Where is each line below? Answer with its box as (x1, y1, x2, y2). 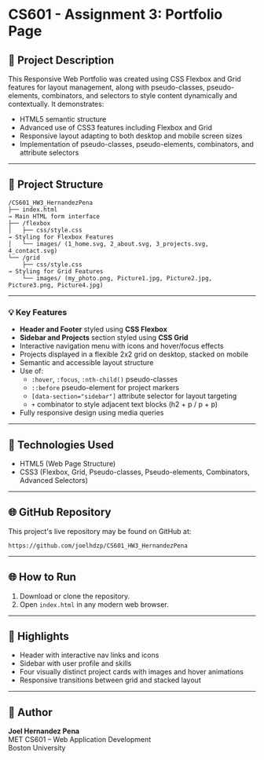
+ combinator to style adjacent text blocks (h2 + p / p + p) (31, 400, 218, 409)
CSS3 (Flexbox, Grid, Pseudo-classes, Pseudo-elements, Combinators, (19, 467, 250, 477)
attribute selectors (19, 148, 79, 157)
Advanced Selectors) (19, 475, 88, 484)
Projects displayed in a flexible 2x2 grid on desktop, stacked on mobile (19, 349, 249, 359)
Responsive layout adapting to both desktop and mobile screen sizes (19, 131, 243, 141)
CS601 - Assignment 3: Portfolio (8, 5, 223, 24)
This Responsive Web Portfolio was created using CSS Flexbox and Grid (8, 75, 241, 83)
